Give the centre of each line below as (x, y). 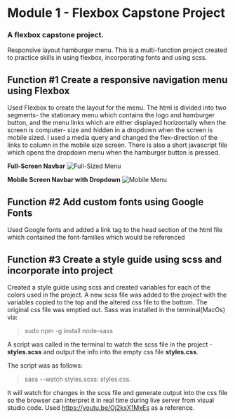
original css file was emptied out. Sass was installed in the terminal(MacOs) (116, 309)
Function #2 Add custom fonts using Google (106, 202)
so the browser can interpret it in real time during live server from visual (111, 400)
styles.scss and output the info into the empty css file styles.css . (103, 352)
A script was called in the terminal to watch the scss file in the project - (110, 344)
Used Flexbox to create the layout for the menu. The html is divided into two (117, 108)
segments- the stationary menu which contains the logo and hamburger (111, 115)
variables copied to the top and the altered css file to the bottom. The (107, 302)
